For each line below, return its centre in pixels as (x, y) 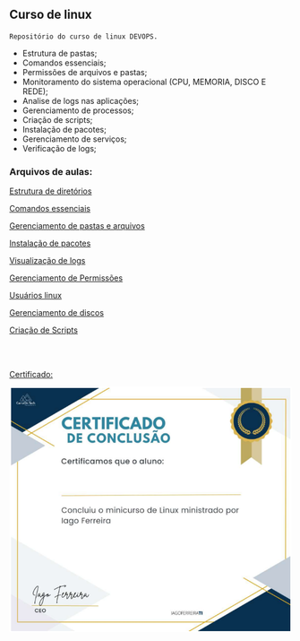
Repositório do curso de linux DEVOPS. (84, 36)
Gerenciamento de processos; (78, 110)
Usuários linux (36, 296)
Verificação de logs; (59, 148)
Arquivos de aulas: (51, 171)
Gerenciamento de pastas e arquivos (77, 226)
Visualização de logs (47, 261)
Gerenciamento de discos (57, 313)
